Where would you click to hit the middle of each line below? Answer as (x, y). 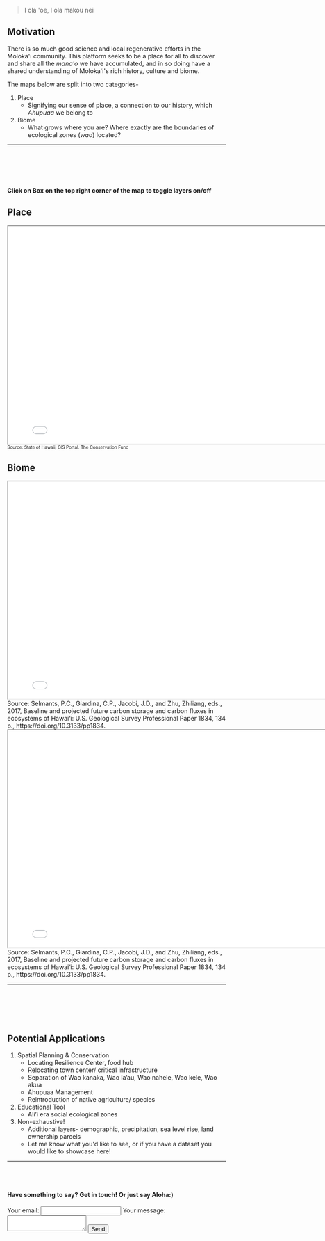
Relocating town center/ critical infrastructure (92, 1070)
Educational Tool (41, 1107)
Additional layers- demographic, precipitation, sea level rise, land (120, 1129)
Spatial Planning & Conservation (63, 1055)
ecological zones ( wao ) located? (74, 134)
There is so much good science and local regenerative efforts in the (104, 49)
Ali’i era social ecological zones (73, 1114)
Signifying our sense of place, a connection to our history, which (120, 105)
